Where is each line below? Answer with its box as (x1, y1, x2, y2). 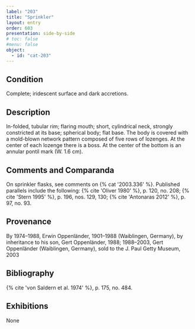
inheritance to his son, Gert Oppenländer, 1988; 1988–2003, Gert (6, 239, 164, 246)
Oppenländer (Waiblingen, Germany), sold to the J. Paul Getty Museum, (6, 245, 181, 252)
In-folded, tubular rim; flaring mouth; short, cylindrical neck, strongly (6, 123, 173, 130)
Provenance (6, 217, 52, 227)
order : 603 (6, 25, 33, 31)
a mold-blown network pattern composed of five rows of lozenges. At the (6, 135, 185, 142)
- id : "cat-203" (11, 53, 51, 58)
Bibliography (6, 268, 54, 278)
